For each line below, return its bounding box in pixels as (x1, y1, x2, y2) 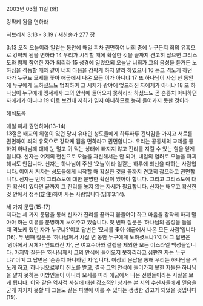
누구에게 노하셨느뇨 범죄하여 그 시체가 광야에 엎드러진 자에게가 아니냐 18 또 (12, 82, 190, 89)
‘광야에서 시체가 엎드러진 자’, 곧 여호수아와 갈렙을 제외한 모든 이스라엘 (6, 241, 170, 248)
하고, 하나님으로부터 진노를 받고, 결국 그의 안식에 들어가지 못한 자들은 (17, 264, 181, 271)
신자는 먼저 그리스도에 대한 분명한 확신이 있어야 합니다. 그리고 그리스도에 (19, 175, 191, 183)
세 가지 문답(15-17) (6, 203, 51, 210)
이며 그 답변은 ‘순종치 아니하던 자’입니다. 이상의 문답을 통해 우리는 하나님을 (15, 256, 191, 263)
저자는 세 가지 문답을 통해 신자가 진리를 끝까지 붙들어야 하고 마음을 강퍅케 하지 (6, 211, 191, 218)
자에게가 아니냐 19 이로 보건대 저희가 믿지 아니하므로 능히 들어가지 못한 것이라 (6, 97, 190, 104)
